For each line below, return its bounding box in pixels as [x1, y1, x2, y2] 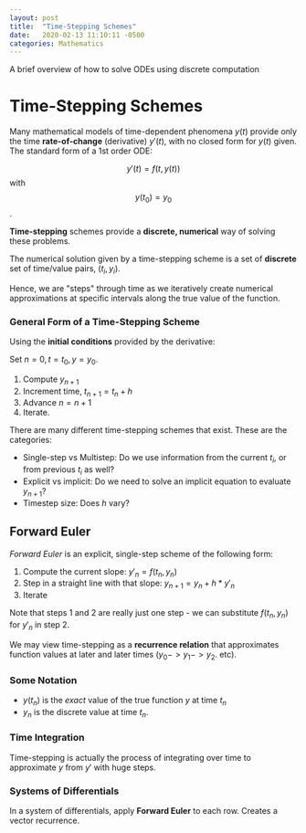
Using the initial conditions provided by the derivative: [9, 336, 216, 347]
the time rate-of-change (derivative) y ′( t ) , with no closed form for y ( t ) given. [9, 136, 297, 147]
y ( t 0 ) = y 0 [135, 192, 172, 205]
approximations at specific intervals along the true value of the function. [9, 292, 280, 303]
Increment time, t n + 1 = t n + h [22, 385, 133, 398]
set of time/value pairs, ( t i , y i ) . [9, 262, 121, 276]
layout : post [9, 13, 59, 23]
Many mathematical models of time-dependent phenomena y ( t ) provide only [9, 126, 298, 137]
